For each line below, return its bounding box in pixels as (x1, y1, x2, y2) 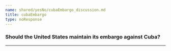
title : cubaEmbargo (5, 12, 47, 17)
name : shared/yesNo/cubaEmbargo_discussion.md (5, 7, 106, 13)
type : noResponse (5, 17, 42, 22)
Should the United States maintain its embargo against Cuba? (5, 33, 160, 40)
